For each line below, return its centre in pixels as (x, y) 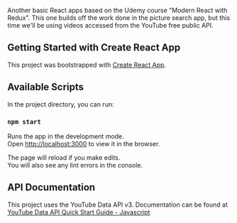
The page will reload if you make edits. (64, 157)
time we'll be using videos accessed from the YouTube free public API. (111, 25)
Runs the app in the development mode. (66, 136)
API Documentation (51, 187)
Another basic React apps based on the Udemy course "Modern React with (117, 10)
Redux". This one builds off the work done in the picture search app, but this (119, 18)
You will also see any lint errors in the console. (75, 165)
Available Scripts (45, 87)
